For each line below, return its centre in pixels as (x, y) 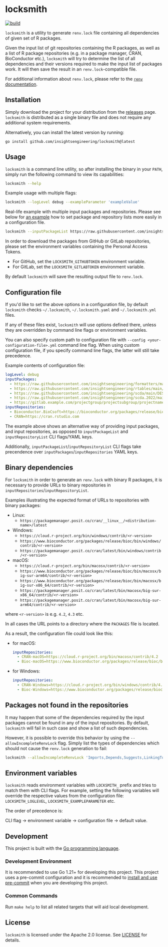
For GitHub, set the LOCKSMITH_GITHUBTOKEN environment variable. (79, 262)
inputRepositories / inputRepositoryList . (47, 490)
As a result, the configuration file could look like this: (59, 633)
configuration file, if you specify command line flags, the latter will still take (82, 350)
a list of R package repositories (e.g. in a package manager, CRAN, (74, 53)
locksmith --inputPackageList (37, 231)
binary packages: (23, 505)
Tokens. (13, 252)
